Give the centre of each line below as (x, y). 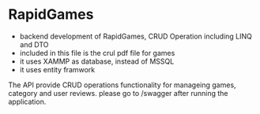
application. (27, 101)
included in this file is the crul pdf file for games (97, 53)
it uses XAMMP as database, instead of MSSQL (97, 61)
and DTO (34, 44)
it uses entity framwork (57, 69)
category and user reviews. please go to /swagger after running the (118, 93)
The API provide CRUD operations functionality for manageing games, (122, 85)
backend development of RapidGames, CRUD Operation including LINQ (136, 36)
